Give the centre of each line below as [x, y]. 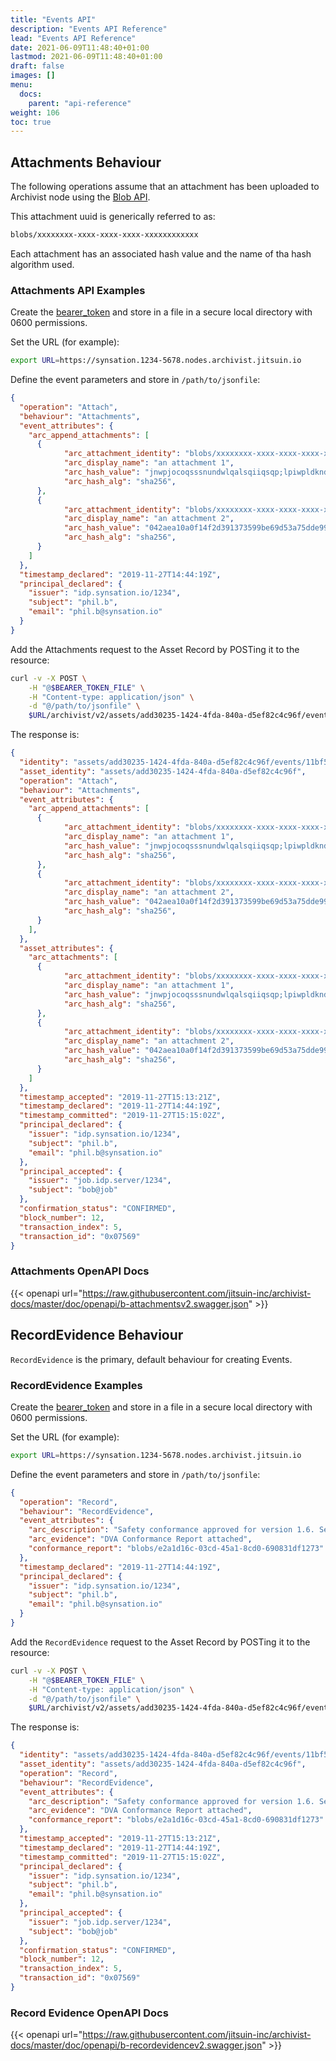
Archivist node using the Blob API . [80, 197]
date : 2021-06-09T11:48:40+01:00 [80, 47]
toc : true [31, 122]
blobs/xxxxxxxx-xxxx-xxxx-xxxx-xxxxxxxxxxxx [104, 235]
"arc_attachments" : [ [73, 957]
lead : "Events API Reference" [73, 38]
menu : [21, 85]
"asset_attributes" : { [66, 948]
